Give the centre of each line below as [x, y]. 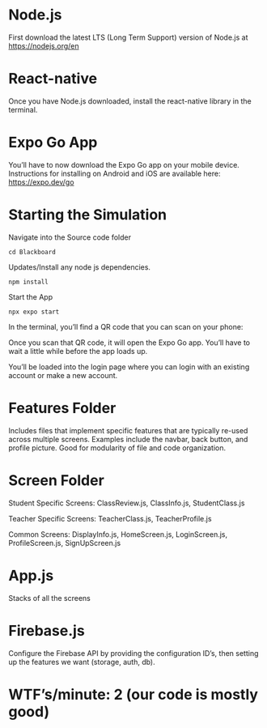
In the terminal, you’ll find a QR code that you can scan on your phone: [126, 326]
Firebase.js [47, 630]
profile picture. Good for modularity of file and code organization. [117, 448]
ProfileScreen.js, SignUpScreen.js [65, 543]
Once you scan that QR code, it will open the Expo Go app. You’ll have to [129, 343]
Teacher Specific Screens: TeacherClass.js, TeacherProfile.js [110, 518]
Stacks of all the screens [49, 598]
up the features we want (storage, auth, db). [82, 662]
